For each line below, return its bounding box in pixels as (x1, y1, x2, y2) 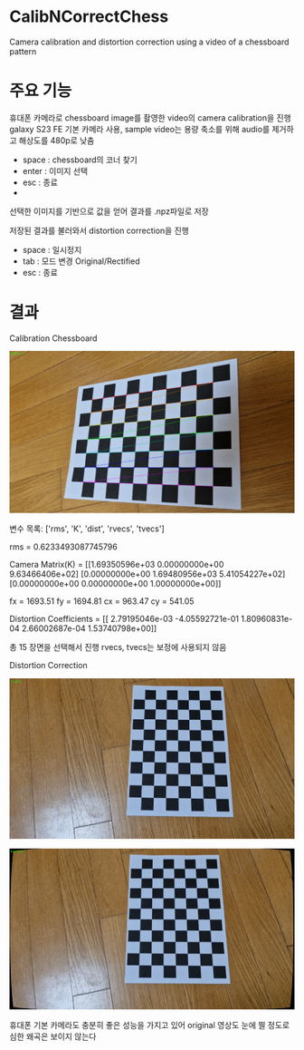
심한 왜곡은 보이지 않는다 (9, 1031, 97, 1042)
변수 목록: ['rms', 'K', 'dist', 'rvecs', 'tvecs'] (9, 523, 165, 534)
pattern (9, 45, 37, 56)
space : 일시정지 (22, 244, 82, 255)
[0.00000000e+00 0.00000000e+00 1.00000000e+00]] (9, 578, 222, 589)
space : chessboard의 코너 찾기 (22, 154, 138, 165)
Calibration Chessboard (9, 333, 98, 344)
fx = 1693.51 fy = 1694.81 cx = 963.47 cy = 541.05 (9, 596, 195, 607)
